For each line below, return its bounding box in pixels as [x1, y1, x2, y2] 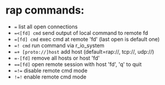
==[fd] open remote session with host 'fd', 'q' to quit [14, 60, 142, 68]
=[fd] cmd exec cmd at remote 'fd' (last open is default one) [14, 35, 160, 42]
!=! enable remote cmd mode [14, 73, 87, 80]
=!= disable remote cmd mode [14, 67, 88, 74]
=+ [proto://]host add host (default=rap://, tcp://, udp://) [14, 48, 154, 55]
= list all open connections [14, 23, 78, 30]
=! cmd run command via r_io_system [14, 42, 105, 49]
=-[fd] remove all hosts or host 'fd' [14, 54, 100, 61]
